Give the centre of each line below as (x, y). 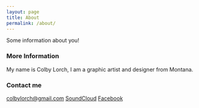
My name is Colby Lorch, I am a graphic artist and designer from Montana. (100, 69)
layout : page (23, 12)
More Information (33, 56)
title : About (23, 18)
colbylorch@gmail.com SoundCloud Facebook (65, 98)
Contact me (24, 85)
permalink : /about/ (31, 23)
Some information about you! (43, 41)
